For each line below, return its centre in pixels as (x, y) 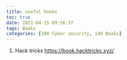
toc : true (19, 17)
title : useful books (32, 12)
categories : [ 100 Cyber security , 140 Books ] (64, 34)
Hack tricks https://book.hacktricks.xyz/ (64, 50)
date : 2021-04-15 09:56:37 (40, 23)
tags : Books (21, 28)
